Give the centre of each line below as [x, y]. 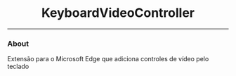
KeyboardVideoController [118, 13]
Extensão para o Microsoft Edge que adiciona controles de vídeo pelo [108, 59]
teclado [18, 66]
